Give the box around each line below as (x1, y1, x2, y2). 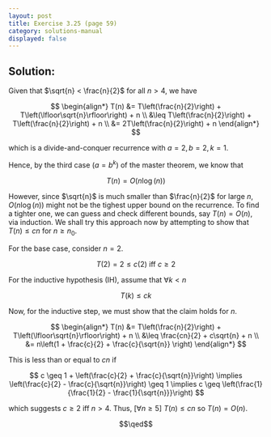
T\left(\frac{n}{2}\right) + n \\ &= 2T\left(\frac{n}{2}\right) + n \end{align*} (11, 119, 260, 129)
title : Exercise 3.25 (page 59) (8, 19, 117, 28)
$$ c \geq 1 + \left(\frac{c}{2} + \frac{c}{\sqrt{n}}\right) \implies (29, 370, 243, 380)
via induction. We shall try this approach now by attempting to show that (8, 217, 249, 227)
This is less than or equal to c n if (8, 354, 117, 364)
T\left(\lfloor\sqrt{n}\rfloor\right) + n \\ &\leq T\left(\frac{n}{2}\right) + (19, 110, 252, 120)
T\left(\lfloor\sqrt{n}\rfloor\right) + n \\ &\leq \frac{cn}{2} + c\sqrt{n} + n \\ (12, 330, 260, 340)
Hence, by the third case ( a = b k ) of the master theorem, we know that (8, 159, 244, 170)
